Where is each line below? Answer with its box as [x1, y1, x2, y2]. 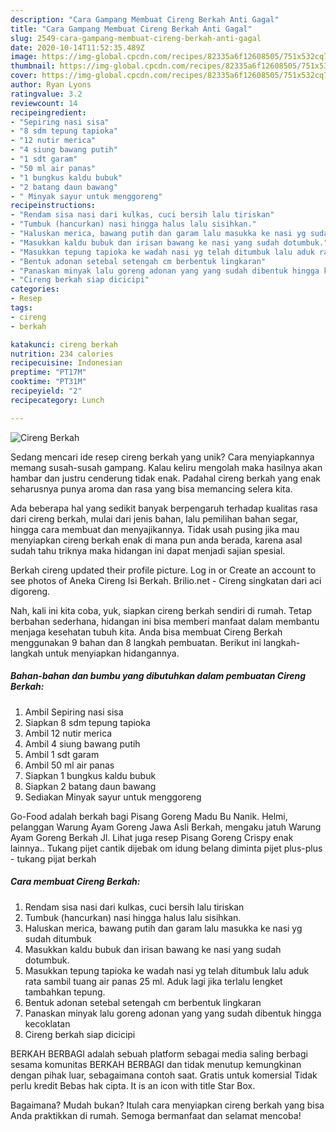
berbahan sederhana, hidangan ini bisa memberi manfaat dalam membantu [10, 615, 320, 627]
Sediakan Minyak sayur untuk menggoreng [24, 791, 202, 803]
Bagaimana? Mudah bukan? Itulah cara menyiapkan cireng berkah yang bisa [10, 1099, 325, 1111]
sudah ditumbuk [24, 932, 92, 945]
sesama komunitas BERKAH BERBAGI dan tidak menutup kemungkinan [10, 1058, 302, 1070]
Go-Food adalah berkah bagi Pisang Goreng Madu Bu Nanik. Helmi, [10, 810, 288, 822]
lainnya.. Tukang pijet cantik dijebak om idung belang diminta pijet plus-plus [10, 842, 323, 854]
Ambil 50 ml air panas [24, 759, 115, 771]
